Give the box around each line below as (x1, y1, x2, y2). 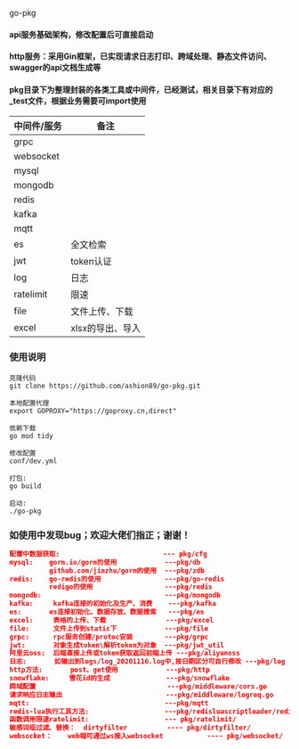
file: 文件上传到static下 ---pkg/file (9, 623, 209, 633)
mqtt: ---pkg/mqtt (9, 698, 209, 707)
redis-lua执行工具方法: (9, 707, 89, 716)
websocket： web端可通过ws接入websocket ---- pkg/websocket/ (9, 732, 283, 741)
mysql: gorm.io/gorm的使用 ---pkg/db (9, 558, 201, 566)
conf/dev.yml (9, 456, 58, 466)
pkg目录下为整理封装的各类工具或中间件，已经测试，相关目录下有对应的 (9, 84, 273, 94)
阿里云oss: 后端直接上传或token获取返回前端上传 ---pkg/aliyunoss (9, 649, 240, 658)
